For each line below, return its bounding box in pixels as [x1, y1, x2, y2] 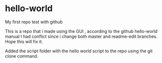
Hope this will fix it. [5, 38, 43, 44]
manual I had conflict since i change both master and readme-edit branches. [5, 33, 158, 39]
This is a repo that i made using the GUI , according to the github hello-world [5, 28, 158, 34]
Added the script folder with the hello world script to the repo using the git [5, 48, 153, 54]
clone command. [5, 53, 39, 59]
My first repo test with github [5, 19, 63, 25]
